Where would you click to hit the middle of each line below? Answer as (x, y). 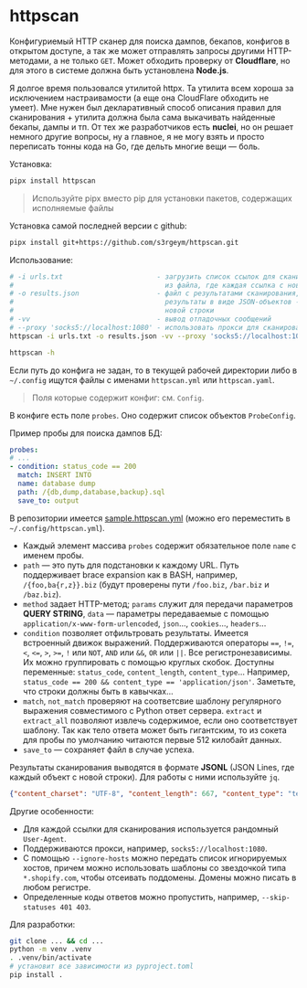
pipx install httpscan (53, 181)
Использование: (41, 260)
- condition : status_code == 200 (73, 467)
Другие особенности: (52, 811)
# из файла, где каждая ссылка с (147, 285)
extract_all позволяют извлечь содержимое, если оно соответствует (160, 720)
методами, (31, 60)
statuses (39, 907)
